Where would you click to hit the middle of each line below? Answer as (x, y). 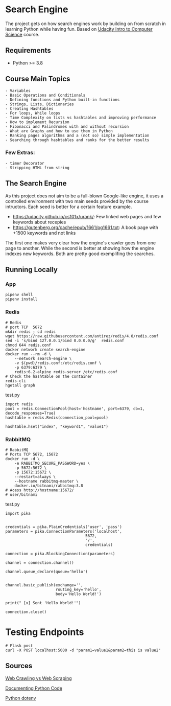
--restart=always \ (35, 476)
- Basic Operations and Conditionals (45, 95)
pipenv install (21, 299)
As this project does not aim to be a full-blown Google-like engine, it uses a (84, 196)
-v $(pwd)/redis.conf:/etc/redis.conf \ (58, 363)
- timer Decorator (25, 163)
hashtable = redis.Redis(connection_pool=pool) (57, 418)
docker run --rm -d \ (28, 354)
